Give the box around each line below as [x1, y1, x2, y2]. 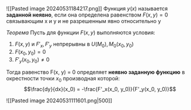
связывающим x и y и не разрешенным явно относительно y [6, 18, 161, 24]
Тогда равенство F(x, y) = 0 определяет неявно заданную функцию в [6, 69, 186, 76]
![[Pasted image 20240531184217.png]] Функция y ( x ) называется [6, 5, 168, 12]
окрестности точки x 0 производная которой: [6, 75, 120, 83]
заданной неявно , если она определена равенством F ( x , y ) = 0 [6, 11, 168, 18]
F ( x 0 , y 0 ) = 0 [14, 48, 46, 57]
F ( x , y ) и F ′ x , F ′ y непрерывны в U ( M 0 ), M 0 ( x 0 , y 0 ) [14, 41, 134, 49]
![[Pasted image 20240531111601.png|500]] [6, 97, 112, 104]
